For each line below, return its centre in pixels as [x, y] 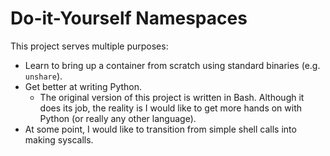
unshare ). [43, 76]
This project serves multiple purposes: [89, 46]
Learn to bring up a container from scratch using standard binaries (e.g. [172, 65]
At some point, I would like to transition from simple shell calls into [160, 129]
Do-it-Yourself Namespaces [129, 18]
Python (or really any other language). [118, 118]
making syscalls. [59, 139]
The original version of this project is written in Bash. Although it [172, 97]
